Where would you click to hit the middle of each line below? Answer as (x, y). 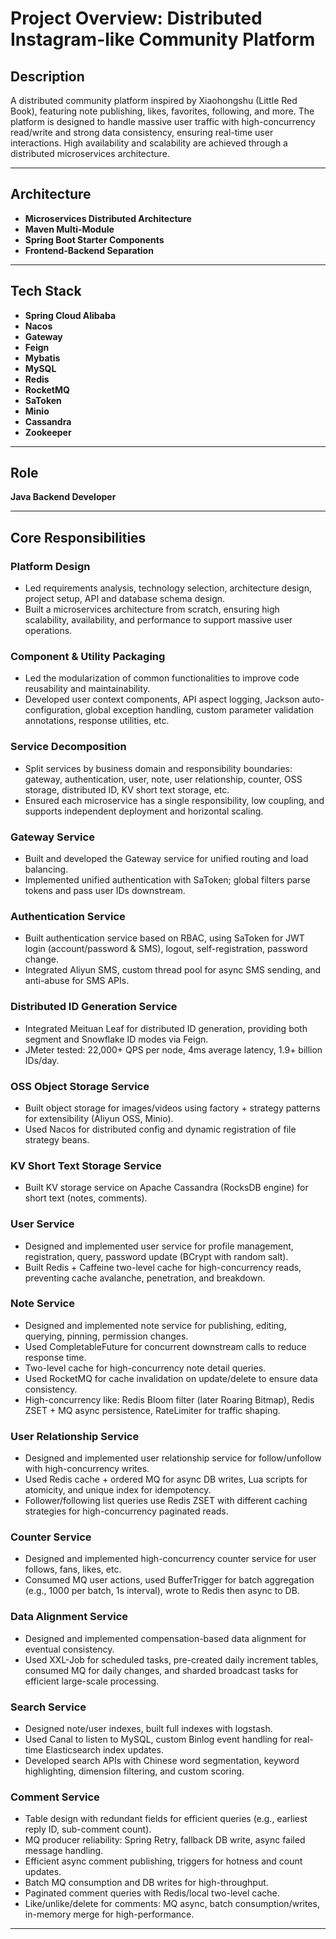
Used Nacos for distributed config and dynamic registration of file (160, 1129)
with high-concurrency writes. (87, 1469)
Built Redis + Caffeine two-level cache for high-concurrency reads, (163, 1267)
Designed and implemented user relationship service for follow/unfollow (173, 1458)
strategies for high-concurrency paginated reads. (126, 1511)
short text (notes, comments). (86, 1198)
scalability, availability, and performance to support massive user (158, 620)
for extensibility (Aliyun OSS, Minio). (99, 1118)
